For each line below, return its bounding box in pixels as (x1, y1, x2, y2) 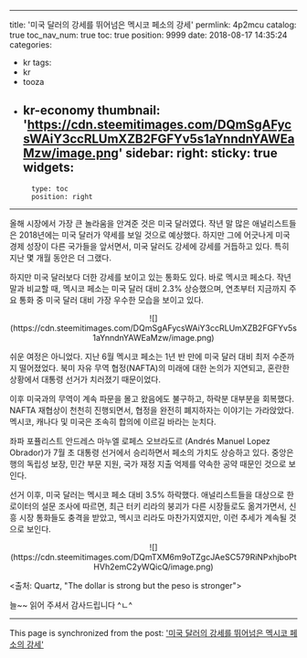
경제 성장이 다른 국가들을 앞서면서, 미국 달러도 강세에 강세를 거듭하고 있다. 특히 (9, 240, 290, 251)
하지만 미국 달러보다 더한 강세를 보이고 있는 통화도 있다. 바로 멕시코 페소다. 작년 (9, 271, 292, 282)
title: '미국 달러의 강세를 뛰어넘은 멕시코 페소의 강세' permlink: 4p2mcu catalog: (9, 19, 297, 30)
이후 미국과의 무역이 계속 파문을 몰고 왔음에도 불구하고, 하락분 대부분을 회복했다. (9, 393, 295, 404)
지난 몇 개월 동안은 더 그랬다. (9, 252, 112, 263)
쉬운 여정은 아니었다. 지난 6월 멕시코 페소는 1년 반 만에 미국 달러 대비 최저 (9, 351, 270, 362)
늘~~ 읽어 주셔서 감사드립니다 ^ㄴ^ (9, 600, 132, 610)
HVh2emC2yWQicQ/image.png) (93, 561, 214, 572)
